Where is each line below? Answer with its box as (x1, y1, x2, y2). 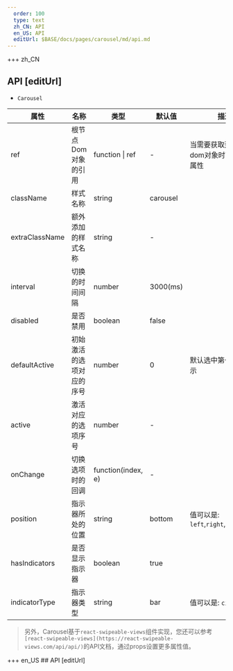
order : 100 (13, 10, 45, 17)
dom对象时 (189, 150, 225, 160)
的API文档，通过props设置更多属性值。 (83, 642, 196, 650)
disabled (10, 316, 39, 325)
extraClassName (10, 232, 65, 242)
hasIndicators (10, 558, 55, 567)
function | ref (93, 149, 137, 159)
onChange (10, 469, 45, 479)
